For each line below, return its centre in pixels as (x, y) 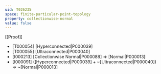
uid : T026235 (18, 9)
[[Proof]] (14, 37)
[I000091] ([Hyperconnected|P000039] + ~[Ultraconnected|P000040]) (84, 62)
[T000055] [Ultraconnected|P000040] (51, 52)
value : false (18, 23)
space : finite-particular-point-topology (48, 14)
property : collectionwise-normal (39, 18)
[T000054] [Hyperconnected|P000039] (52, 46)
